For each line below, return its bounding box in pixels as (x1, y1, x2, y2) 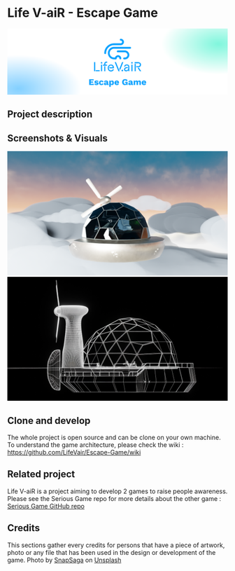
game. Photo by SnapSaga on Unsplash (7, 556, 122, 564)
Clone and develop (7, 415, 91, 427)
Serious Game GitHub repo (7, 502, 85, 510)
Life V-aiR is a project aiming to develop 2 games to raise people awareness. (7, 487, 228, 495)
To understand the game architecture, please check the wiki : (7, 441, 184, 449)
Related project (7, 468, 76, 481)
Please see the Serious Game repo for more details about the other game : (7, 494, 222, 502)
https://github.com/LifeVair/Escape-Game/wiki (7, 448, 141, 457)
